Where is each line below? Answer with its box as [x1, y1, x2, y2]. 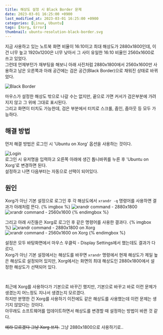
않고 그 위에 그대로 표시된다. [14, 100, 67, 105]
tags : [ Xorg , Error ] [5, 25, 47, 30]
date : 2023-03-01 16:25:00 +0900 [5, 12, 73, 16]
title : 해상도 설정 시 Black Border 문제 [5, 7, 82, 12]
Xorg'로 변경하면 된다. [5, 162, 47, 168]
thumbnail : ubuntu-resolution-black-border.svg [5, 30, 103, 34]
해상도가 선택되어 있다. [14, 264, 57, 270]
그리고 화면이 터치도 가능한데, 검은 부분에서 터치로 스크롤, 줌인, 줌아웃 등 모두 [5, 106, 151, 111]
